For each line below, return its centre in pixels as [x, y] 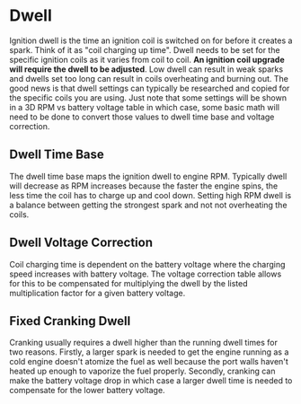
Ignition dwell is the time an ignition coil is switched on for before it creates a [151, 40]
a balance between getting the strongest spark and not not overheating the [148, 205]
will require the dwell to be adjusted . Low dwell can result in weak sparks [146, 69]
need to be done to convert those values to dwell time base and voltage [142, 117]
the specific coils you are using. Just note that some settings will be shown [148, 97]
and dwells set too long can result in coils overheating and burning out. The [149, 78]
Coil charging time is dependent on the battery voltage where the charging [147, 264]
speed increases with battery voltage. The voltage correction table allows [146, 274]
